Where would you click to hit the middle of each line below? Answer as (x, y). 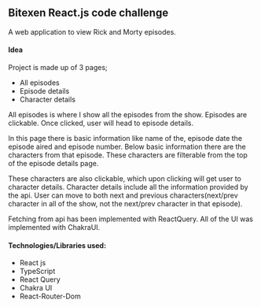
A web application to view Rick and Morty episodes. (92, 31)
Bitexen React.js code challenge (88, 13)
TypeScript (37, 272)
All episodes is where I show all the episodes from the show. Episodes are (128, 115)
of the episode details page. (53, 164)
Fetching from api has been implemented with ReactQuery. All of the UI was (131, 219)
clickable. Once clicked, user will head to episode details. (101, 123)
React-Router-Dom (50, 296)
